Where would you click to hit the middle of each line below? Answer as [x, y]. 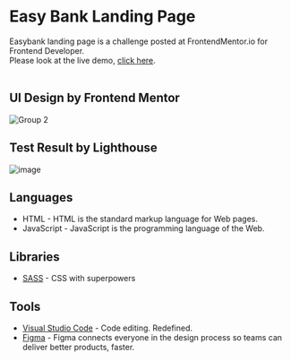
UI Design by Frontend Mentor [95, 98]
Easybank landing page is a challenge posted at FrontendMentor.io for [139, 41]
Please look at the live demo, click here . [83, 60]
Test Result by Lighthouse [84, 148]
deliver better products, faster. [78, 347]
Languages [41, 198]
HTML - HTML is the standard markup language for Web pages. [140, 219]
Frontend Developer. [47, 50]
